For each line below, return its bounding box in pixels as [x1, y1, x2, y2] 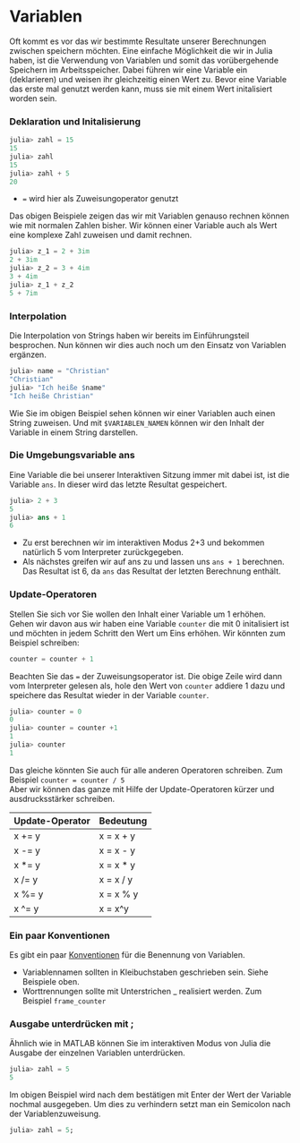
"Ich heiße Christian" [9, 391, 94, 400]
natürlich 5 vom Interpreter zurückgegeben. [21, 547, 184, 558]
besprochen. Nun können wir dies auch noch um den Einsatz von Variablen [9, 340, 287, 351]
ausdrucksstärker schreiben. [9, 793, 116, 804]
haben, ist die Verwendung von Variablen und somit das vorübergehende [9, 55, 279, 65]
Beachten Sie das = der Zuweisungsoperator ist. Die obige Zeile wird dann [9, 670, 282, 681]
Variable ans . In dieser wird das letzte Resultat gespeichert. [9, 479, 227, 490]
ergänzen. [9, 349, 47, 360]
